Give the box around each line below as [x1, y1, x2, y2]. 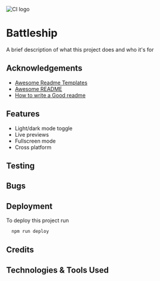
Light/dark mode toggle [14, 125, 73, 132]
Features [6, 109, 40, 119]
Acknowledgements [6, 63, 83, 74]
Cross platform [14, 143, 52, 151]
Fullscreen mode [14, 137, 57, 144]
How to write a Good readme [14, 91, 86, 99]
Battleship [6, 27, 58, 40]
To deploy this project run [6, 217, 70, 224]
